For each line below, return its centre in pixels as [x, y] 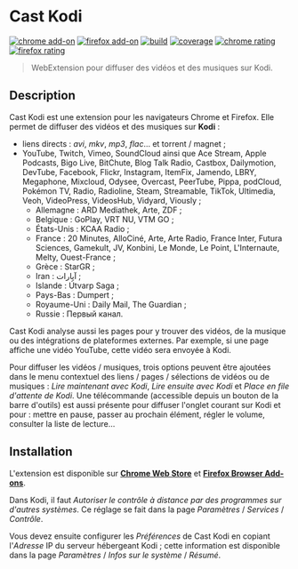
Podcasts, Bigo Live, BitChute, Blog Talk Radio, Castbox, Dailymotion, [149, 163]
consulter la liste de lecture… [62, 423]
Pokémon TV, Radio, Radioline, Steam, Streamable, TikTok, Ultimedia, [149, 191]
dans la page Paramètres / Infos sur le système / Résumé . [115, 555]
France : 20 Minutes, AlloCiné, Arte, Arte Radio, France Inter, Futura [159, 238]
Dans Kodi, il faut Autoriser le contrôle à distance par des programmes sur [145, 500]
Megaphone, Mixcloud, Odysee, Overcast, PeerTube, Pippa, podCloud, [152, 181]
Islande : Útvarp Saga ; [77, 285]
